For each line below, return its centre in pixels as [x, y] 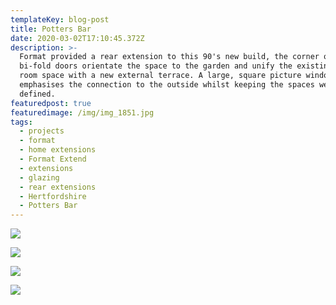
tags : [21, 122]
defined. [37, 94]
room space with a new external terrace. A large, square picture [160, 76]
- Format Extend [53, 159]
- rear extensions [58, 187]
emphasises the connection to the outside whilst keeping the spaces [167, 85]
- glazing [39, 177]
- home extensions [58, 150]
